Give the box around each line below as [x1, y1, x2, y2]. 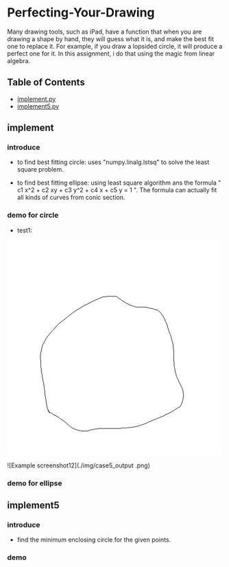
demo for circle [7, 211, 59, 220]
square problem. [16, 165, 64, 174]
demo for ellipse [7, 478, 62, 488]
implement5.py [16, 102, 60, 111]
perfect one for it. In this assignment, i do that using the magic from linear [7, 49, 215, 58]
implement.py [16, 95, 56, 103]
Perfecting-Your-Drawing [7, 5, 155, 21]
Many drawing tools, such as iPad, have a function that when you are [7, 27, 202, 36]
